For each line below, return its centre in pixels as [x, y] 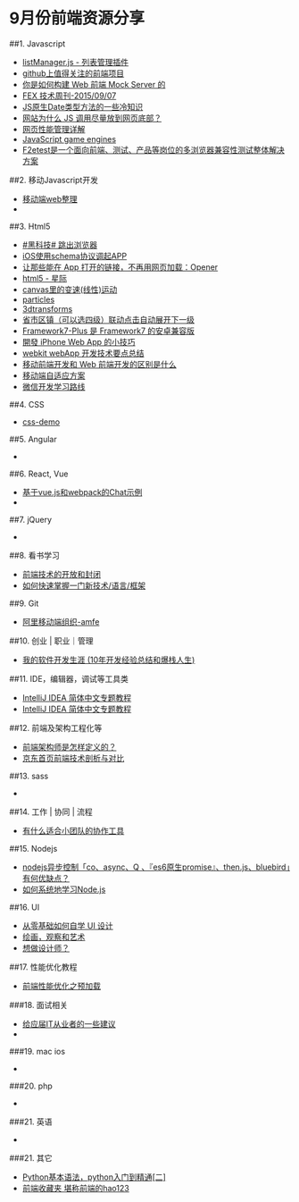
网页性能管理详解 [54, 129]
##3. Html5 [30, 226]
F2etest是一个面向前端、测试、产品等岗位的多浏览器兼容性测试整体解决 [154, 149]
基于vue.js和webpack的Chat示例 [82, 492]
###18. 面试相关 [39, 1004]
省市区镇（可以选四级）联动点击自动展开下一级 [108, 319]
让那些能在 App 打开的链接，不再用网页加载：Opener [120, 267]
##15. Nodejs [33, 848]
